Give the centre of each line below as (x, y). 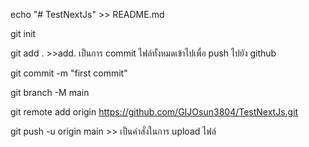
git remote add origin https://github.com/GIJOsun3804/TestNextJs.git (154, 112)
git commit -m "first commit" (69, 73)
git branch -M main (50, 92)
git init (23, 33)
